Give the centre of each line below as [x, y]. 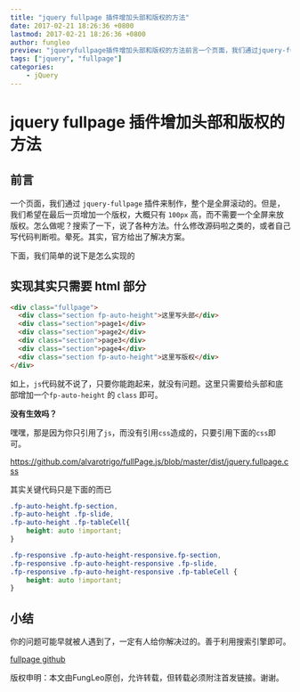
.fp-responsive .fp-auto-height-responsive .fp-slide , [114, 563]
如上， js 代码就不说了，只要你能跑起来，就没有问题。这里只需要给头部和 [143, 383]
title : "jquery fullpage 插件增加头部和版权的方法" [100, 17]
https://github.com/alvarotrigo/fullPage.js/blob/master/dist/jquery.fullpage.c [150, 461]
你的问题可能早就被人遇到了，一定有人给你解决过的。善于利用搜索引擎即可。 [150, 641]
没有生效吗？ [33, 413]
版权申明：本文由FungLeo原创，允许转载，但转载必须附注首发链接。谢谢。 [147, 678]
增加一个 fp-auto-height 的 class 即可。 [90, 395]
